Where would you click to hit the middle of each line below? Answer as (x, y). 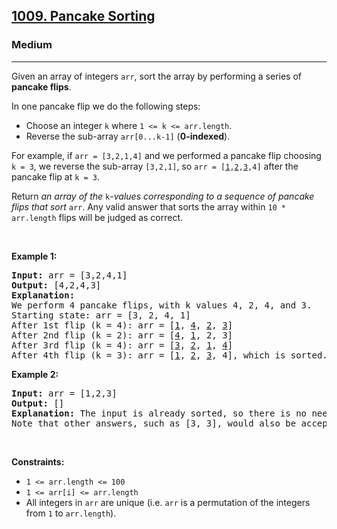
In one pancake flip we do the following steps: (106, 106)
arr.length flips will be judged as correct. (97, 217)
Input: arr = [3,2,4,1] (69, 275)
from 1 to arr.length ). (71, 513)
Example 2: (35, 374)
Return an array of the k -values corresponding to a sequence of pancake (163, 196)
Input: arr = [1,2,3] (64, 393)
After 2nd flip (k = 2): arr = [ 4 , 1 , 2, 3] (122, 335)
